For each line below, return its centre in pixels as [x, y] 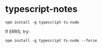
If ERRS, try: [17, 31]
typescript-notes [41, 9]
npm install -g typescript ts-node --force [51, 41]
